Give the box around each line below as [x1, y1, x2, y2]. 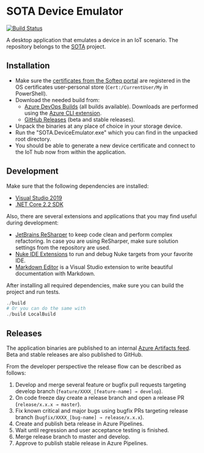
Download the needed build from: [15, 96, 100, 103]
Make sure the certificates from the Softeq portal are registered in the [15, 76, 191, 84]
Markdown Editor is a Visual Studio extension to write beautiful [15, 263, 173, 270]
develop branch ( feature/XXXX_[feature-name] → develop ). [15, 388, 163, 395]
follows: [6, 369, 26, 377]
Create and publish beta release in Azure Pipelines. [15, 420, 144, 427]
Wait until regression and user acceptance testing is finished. [15, 427, 169, 433]
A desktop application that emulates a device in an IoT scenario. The [6, 36, 178, 43]
